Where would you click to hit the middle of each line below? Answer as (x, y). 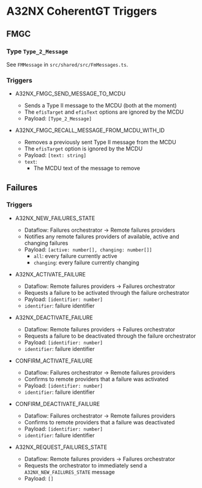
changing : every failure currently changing (86, 262)
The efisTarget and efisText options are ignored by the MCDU (104, 112)
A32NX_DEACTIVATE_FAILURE (54, 317)
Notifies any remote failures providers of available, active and (102, 236)
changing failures (46, 243)
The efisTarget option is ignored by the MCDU (83, 149)
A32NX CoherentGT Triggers (82, 11)
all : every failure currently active (75, 256)
